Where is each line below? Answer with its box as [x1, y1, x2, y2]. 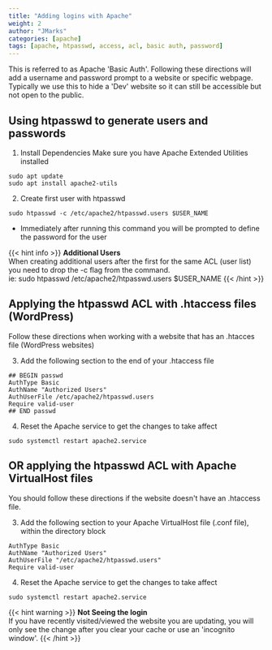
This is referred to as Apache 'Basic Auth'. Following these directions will [8, 64, 252, 74]
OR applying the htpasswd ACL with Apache [8, 459, 237, 473]
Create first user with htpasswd [19, 193, 126, 203]
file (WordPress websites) [8, 340, 95, 350]
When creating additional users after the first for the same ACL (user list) [8, 256, 252, 266]
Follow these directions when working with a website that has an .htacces [8, 331, 255, 341]
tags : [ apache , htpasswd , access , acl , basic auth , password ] [8, 42, 223, 50]
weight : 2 [8, 19, 42, 28]
